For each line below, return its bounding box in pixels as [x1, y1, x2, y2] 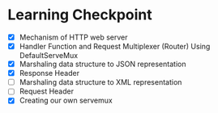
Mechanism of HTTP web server [19, 32, 128, 42]
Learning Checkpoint [7, 6, 153, 24]
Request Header [19, 86, 75, 96]
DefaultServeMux [19, 51, 79, 61]
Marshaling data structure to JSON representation [19, 59, 186, 69]
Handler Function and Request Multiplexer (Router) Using [19, 42, 211, 51]
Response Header [19, 69, 80, 78]
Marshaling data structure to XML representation [19, 77, 182, 87]
